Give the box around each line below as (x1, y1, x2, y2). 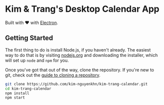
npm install (5, 91, 29, 96)
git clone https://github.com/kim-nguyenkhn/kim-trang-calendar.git (5, 81, 148, 86)
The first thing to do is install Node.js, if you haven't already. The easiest (5, 47, 151, 52)
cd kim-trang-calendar (5, 86, 51, 91)
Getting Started (5, 34, 53, 42)
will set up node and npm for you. (5, 57, 69, 63)
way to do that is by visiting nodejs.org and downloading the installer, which (5, 52, 158, 58)
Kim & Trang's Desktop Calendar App (5, 3, 160, 15)
